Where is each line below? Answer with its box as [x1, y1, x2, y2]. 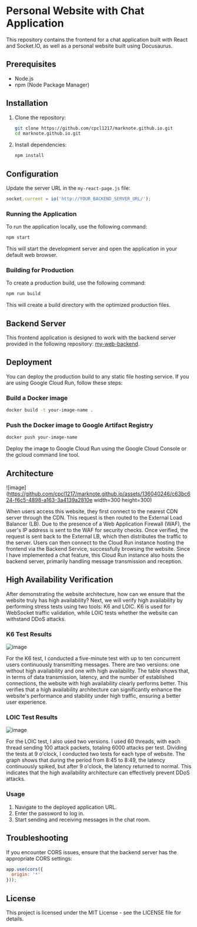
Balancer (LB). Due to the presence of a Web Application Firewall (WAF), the [6, 520, 191, 527]
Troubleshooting [6, 833, 69, 843]
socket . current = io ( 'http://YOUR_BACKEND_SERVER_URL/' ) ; [6, 196, 151, 202]
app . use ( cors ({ [6, 866, 44, 872]
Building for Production [6, 266, 74, 274]
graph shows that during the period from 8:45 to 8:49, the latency [6, 757, 166, 764]
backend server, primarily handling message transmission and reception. [6, 558, 182, 565]
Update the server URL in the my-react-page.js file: [6, 185, 131, 192]
